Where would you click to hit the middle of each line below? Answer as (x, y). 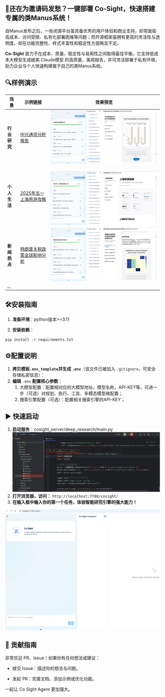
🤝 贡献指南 (21, 645)
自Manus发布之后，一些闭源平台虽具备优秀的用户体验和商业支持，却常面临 (81, 30)
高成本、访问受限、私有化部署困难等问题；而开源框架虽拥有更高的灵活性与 (80, 37)
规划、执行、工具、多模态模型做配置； (84, 393)
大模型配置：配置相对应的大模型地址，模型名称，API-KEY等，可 (84, 387)
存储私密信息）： (28, 375)
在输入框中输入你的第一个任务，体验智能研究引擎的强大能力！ (75, 502)
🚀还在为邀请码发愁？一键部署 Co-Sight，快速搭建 (80, 9)
